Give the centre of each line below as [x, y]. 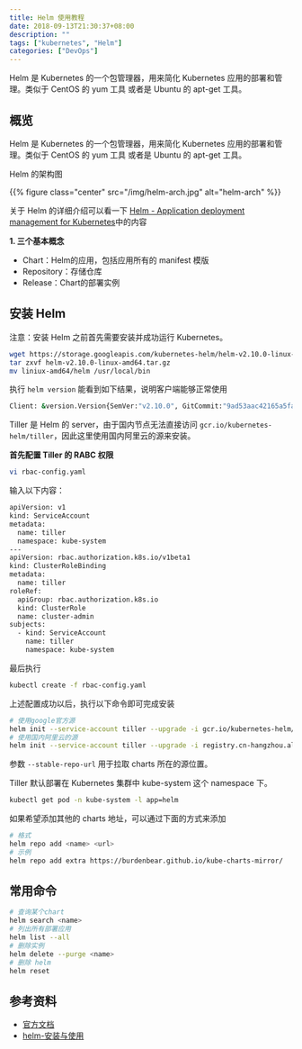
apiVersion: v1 [38, 508]
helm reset [30, 971]
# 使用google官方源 [42, 720]
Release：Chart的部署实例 [71, 282]
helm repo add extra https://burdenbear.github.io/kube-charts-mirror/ [146, 861]
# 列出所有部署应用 [40, 929]
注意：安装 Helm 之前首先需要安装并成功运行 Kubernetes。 [118, 337]
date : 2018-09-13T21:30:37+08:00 [72, 26]
